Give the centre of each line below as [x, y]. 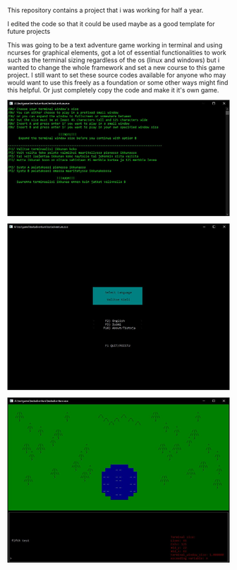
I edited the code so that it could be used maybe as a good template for [111, 24]
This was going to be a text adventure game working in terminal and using [115, 45]
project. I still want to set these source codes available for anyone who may [117, 75]
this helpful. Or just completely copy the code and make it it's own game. [113, 90]
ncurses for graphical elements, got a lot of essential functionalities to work [117, 53]
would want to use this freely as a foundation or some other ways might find [118, 83]
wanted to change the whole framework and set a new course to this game [116, 67]
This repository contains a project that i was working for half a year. [105, 10]
